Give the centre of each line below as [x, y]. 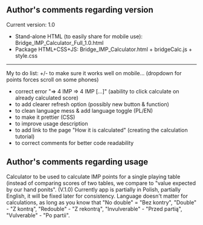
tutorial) [25, 136]
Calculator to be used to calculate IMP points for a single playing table [93, 176]
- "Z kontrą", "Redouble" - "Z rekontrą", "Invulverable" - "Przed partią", [94, 209]
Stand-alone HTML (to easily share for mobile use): [79, 36]
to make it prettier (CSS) [45, 117]
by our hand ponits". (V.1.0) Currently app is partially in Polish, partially [94, 189]
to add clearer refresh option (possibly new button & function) [92, 104]
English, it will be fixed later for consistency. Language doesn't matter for [97, 196]
